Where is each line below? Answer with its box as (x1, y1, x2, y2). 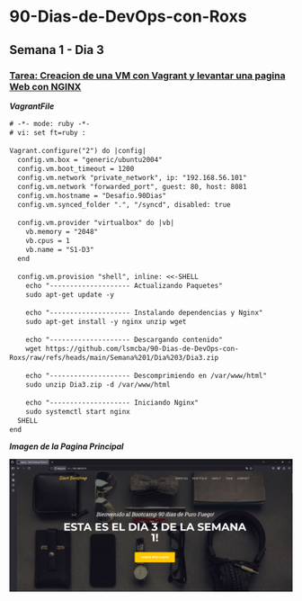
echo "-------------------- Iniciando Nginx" (25, 398, 200, 407)
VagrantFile (9, 101, 55, 112)
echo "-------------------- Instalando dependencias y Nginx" (25, 308, 263, 317)
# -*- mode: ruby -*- (9, 119, 91, 128)
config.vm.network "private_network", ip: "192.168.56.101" (17, 173, 247, 182)
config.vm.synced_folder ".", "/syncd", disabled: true (17, 200, 231, 209)
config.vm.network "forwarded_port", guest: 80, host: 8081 (17, 182, 247, 191)
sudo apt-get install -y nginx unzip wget (25, 317, 187, 326)
